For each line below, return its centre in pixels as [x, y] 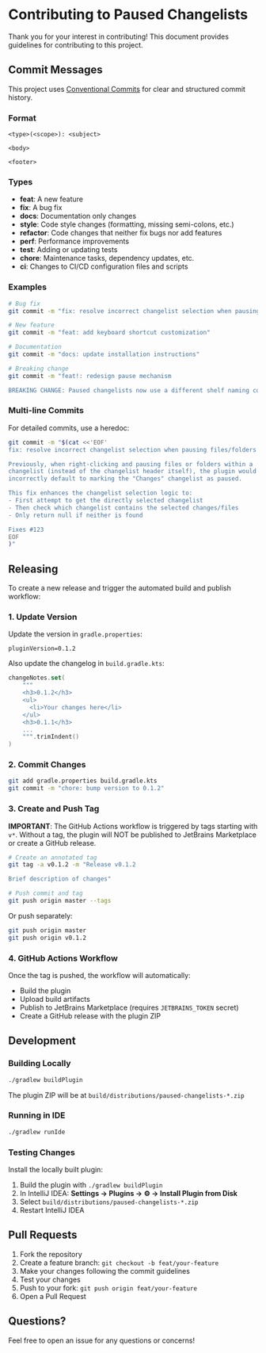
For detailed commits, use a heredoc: [69, 428]
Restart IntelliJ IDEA [52, 1210]
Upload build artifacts [55, 999]
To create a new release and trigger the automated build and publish [120, 588]
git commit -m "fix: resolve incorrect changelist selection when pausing [134, 311]
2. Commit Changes [47, 765]
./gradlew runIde [37, 1132]
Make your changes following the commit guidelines [104, 1271]
